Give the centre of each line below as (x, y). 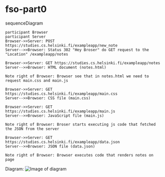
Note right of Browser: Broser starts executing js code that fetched (80, 124)
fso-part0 (26, 9)
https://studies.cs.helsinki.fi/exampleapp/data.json (63, 142)
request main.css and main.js (37, 80)
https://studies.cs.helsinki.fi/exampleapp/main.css (61, 94)
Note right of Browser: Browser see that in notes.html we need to (77, 76)
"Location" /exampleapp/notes (37, 54)
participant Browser (27, 32)
